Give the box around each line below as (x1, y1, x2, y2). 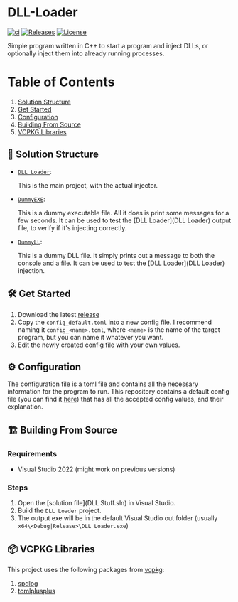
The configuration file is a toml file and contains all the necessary (7, 380, 199, 388)
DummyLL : (17, 237, 43, 246)
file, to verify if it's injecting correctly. (17, 223, 127, 232)
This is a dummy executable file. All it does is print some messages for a (17, 208, 229, 217)
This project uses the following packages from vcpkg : (7, 566, 165, 574)
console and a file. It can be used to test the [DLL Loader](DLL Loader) (17, 259, 225, 267)
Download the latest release (17, 310, 100, 318)
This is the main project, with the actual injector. (17, 181, 158, 189)
